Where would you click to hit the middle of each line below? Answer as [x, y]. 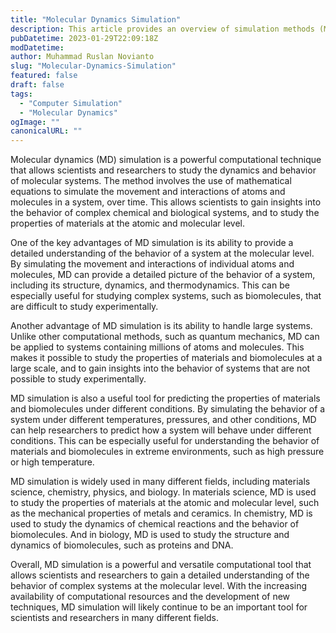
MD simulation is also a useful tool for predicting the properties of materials [165, 398]
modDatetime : [37, 47]
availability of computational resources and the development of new [150, 597]
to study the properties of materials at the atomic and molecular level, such [165, 503]
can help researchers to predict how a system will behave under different [161, 430]
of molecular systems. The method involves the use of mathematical [151, 181]
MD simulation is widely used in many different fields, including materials [160, 482]
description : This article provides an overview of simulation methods [162, 29]
